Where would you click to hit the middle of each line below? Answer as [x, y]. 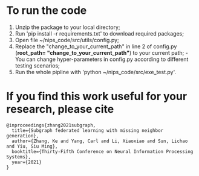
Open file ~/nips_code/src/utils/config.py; [67, 40]
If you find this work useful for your [97, 96]
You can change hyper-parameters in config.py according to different [102, 59]
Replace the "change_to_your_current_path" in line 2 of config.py [96, 46]
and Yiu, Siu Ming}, [32, 146]
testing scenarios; [38, 65]
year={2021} [27, 162]
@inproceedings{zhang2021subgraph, [51, 125]
